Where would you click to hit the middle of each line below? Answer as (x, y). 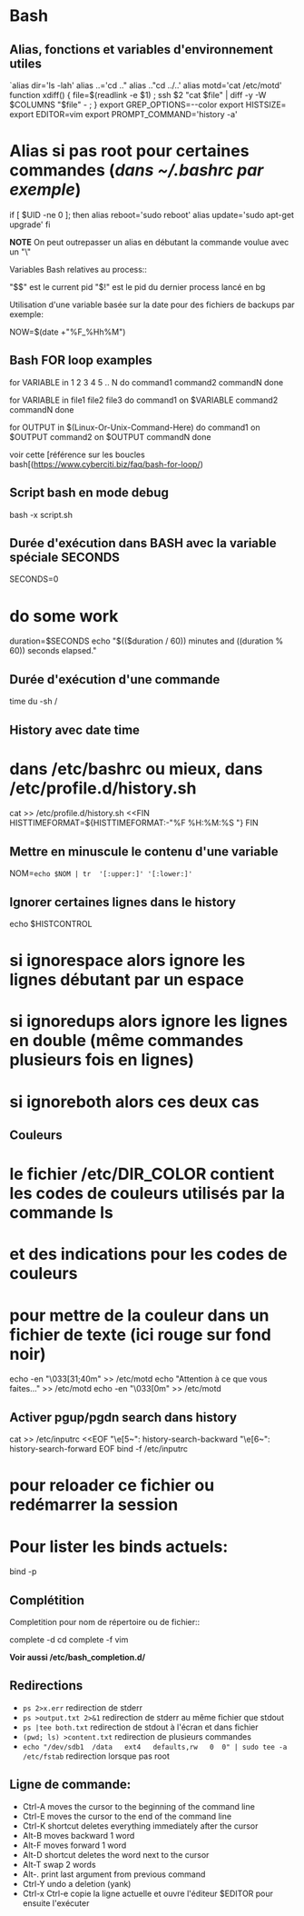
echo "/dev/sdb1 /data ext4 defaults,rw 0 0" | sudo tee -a (155, 1747)
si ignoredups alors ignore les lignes (149, 1021)
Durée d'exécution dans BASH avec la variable (143, 543)
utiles (26, 63)
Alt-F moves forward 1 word (74, 1845)
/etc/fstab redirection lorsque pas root (96, 1756)
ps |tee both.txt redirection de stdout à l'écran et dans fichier (140, 1727)
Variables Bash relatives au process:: (78, 269)
